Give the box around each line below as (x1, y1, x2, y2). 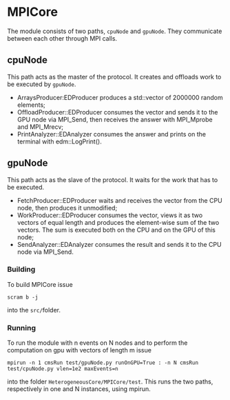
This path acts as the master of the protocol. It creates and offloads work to (7, 72, 222, 81)
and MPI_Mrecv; (17, 122, 64, 131)
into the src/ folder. (7, 306, 61, 314)
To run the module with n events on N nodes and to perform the (7, 339, 188, 347)
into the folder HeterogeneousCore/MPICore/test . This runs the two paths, (7, 377, 213, 386)
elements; (17, 101, 46, 109)
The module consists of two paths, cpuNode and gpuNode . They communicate (7, 27, 222, 35)
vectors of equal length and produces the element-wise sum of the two (17, 218, 220, 226)
